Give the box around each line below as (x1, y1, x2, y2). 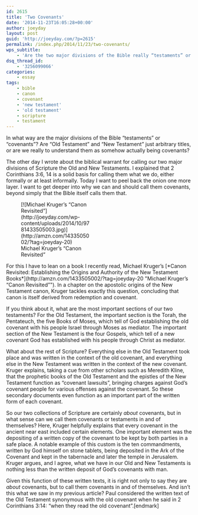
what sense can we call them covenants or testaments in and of (6, 416, 161, 423)
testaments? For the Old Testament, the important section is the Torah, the (6, 312, 187, 319)
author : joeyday (6, 25, 46, 31)
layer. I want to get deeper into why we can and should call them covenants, (6, 183, 191, 190)
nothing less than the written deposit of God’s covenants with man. (6, 466, 169, 473)
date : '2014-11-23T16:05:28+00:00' (6, 19, 94, 25)
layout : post (6, 31, 38, 37)
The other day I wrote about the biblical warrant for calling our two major (6, 159, 183, 166)
